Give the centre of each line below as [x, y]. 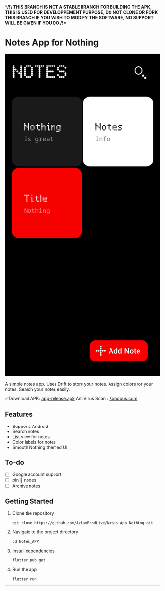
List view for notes [31, 437]
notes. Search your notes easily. [38, 389]
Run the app [25, 570]
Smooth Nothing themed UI [40, 447]
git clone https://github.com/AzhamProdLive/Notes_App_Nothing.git [82, 523]
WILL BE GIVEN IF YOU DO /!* [36, 23]
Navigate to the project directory [45, 532]
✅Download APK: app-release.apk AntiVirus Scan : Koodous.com [71, 398]
